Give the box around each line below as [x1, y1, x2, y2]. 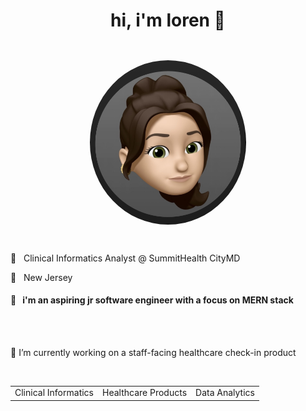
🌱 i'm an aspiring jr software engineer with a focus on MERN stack [10, 294, 294, 306]
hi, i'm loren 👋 [110, 9, 226, 32]
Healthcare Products [102, 387, 188, 399]
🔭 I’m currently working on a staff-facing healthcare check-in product [10, 346, 297, 358]
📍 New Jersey [10, 271, 73, 283]
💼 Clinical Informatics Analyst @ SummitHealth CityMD [10, 252, 241, 264]
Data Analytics [195, 387, 255, 399]
